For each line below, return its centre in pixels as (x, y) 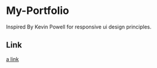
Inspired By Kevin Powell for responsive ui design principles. (79, 27)
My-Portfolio (37, 11)
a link (13, 59)
